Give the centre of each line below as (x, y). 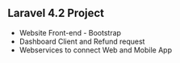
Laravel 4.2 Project (56, 13)
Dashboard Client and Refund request (82, 41)
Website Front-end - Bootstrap (70, 32)
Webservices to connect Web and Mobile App (96, 50)
